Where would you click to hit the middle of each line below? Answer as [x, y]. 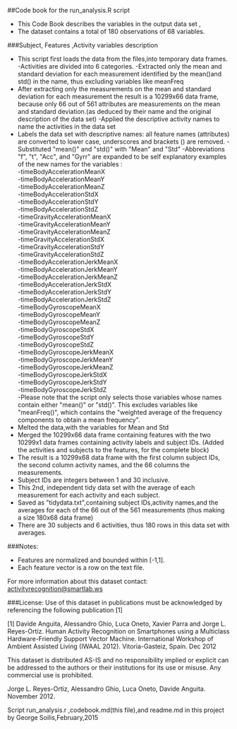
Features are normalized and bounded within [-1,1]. [91, 560]
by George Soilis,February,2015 [53, 717]
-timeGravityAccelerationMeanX [64, 217]
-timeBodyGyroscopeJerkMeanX [66, 352]
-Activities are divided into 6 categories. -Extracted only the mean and [120, 66]
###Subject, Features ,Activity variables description [83, 45]
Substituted [34, 149]
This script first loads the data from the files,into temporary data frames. [122, 59]
